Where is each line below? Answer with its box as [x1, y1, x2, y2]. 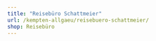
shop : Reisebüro [7, 23, 55, 30]
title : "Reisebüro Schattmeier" [7, 10, 102, 17]
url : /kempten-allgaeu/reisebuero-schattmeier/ [7, 17, 150, 24]
